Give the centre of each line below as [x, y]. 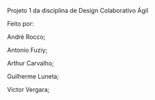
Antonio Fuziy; [27, 50]
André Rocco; [26, 37]
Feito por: [20, 23]
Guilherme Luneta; [33, 76]
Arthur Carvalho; [31, 63]
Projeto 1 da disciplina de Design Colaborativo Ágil [78, 11]
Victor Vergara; [28, 89]
